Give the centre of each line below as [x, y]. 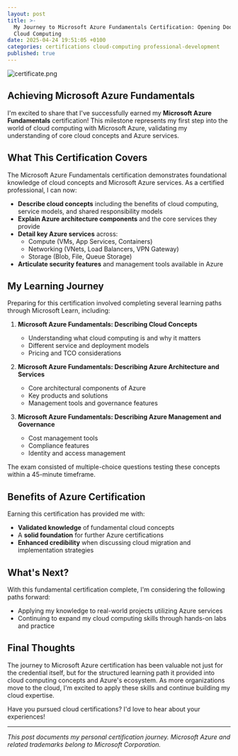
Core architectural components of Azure [87, 388]
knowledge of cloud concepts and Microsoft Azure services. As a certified [116, 182]
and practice [36, 626]
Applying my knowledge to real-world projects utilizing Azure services [120, 611]
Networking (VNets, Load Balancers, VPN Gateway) [103, 249]
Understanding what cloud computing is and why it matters [114, 338]
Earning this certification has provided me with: [76, 514]
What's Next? [38, 572]
